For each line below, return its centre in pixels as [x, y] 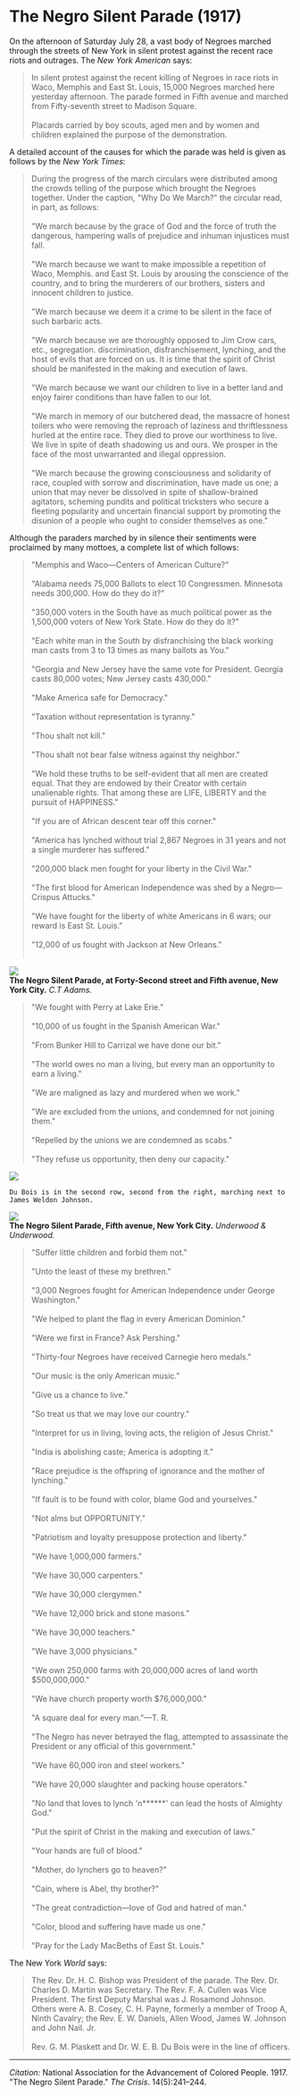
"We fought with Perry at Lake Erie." [97, 1006]
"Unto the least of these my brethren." [101, 1271]
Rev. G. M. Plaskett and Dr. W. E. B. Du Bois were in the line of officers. [160, 2046]
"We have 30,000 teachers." [83, 1632]
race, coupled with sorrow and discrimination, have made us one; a [154, 482]
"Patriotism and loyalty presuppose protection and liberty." [139, 1537]
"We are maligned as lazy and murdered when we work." [136, 1092]
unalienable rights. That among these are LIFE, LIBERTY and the [149, 792]
